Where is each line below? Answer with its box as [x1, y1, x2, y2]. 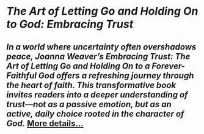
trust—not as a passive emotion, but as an [6, 99, 172, 110]
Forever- [151, 61, 185, 71]
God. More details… [6, 118, 84, 128]
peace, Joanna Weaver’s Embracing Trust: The [6, 51, 191, 62]
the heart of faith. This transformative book [6, 80, 177, 90]
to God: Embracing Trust [6, 17, 134, 31]
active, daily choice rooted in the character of [6, 108, 184, 119]
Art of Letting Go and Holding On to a [6, 61, 150, 71]
